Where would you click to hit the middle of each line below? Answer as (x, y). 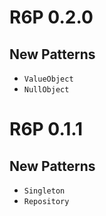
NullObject (46, 90)
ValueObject (48, 79)
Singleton (44, 191)
